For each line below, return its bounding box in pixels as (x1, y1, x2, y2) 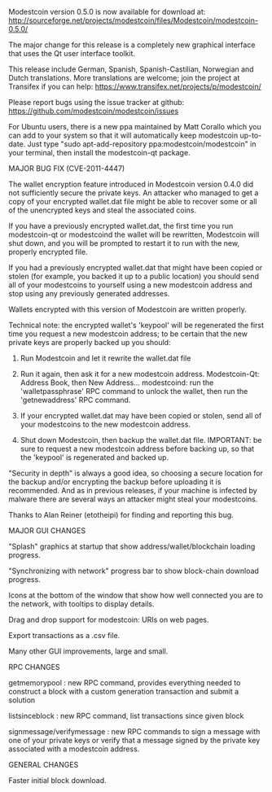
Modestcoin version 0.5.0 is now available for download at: (8, 7, 206, 16)
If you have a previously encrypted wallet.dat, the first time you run (8, 221, 234, 230)
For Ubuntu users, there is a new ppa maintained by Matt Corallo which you (8, 122, 262, 131)
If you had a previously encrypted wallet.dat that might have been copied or (8, 263, 263, 272)
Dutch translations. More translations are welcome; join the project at (8, 73, 240, 82)
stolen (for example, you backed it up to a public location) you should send (8, 272, 259, 281)
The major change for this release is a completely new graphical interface (8, 40, 256, 50)
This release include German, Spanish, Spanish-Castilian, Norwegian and (8, 64, 254, 74)
